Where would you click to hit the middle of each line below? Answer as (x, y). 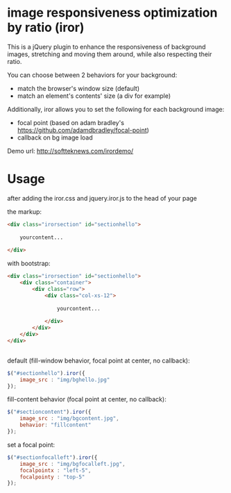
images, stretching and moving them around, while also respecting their (110, 54)
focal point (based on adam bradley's (71, 122)
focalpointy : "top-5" (52, 477)
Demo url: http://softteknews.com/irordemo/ (70, 151)
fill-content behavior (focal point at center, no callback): (87, 399)
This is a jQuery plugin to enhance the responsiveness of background (106, 47)
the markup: (25, 211)
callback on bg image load (55, 137)
